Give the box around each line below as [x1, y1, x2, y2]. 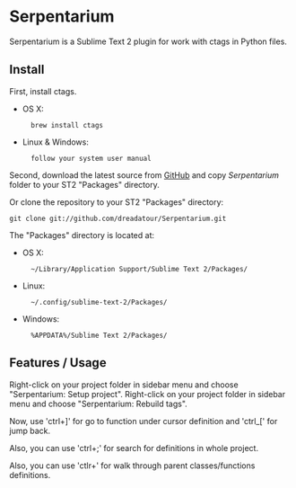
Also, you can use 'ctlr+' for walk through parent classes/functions [9, 460, 256, 471]
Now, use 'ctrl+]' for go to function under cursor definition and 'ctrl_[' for [9, 415, 278, 426]
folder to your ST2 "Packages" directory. [9, 179, 160, 190]
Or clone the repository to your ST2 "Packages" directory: [9, 196, 224, 208]
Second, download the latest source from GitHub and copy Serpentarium [9, 169, 280, 181]
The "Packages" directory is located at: [9, 229, 155, 240]
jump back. [9, 425, 51, 436]
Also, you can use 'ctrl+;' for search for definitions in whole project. [9, 442, 258, 453]
